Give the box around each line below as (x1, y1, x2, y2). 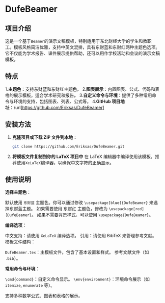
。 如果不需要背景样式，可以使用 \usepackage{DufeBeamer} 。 (31, 212, 154, 218)
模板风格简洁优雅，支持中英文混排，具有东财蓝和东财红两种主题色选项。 (13, 44, 160, 50)
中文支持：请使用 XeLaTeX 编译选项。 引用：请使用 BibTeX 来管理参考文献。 (5, 233, 157, 239)
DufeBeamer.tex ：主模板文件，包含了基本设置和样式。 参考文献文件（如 (5, 249, 149, 255)
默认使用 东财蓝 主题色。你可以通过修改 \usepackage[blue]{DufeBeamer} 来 (5, 200, 154, 205)
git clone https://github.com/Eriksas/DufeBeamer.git (12, 144, 125, 149)
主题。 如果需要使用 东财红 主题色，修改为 (22, 206, 108, 212)
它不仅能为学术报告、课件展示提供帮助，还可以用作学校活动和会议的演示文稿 (5, 50, 160, 56)
